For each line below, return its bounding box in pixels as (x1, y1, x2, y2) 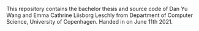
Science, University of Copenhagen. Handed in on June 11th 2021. (6, 18, 173, 25)
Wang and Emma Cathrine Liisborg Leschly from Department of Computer (6, 12, 193, 19)
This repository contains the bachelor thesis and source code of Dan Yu (6, 5, 188, 12)
